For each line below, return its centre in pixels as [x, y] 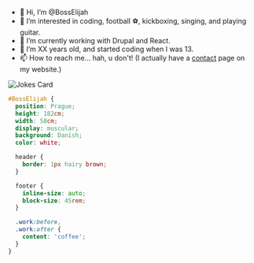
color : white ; [38, 143]
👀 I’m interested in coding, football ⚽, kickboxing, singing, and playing [133, 21]
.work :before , [38, 222]
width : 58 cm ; [37, 121]
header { [29, 157]
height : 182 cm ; [40, 113]
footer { [29, 186]
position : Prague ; [46, 106]
